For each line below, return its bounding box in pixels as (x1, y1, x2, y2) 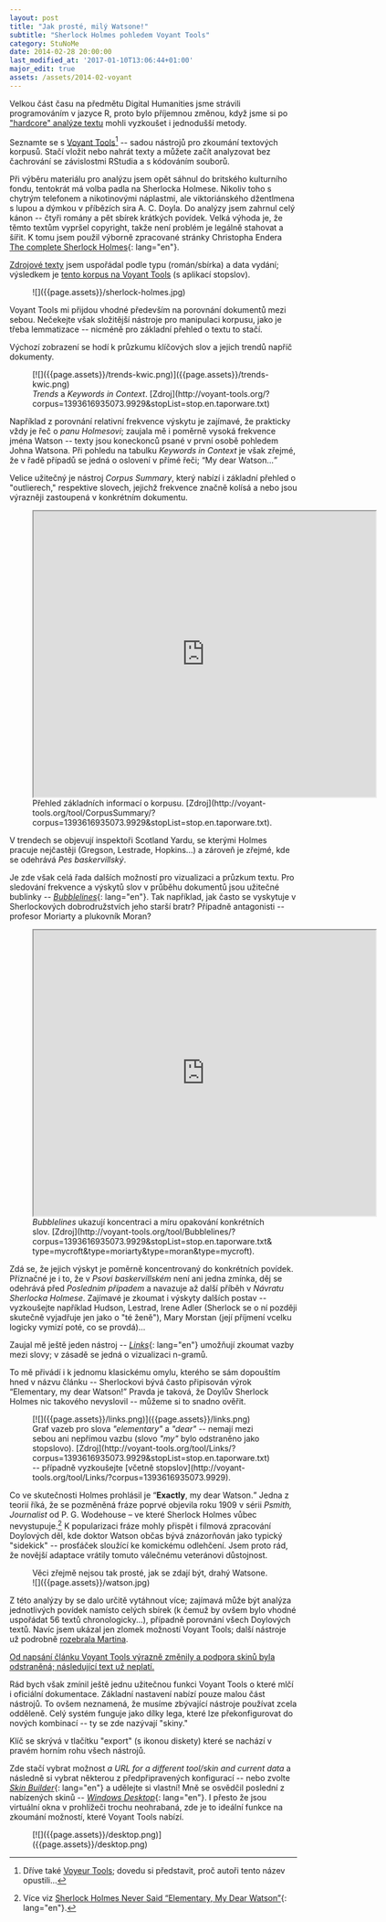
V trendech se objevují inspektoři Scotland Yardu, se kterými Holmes (9, 835, 267, 846)
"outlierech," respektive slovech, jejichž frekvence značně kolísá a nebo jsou (9, 482, 297, 494)
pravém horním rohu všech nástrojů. (9, 1746, 146, 1756)
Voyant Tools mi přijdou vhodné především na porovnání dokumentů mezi (9, 304, 287, 315)
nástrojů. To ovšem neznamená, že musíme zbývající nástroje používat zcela (9, 1698, 297, 1710)
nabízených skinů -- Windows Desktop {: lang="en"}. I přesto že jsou (9, 1792, 267, 1803)
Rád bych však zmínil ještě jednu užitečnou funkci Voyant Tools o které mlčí (9, 1679, 294, 1690)
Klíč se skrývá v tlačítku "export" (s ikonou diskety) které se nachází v (9, 1735, 272, 1746)
